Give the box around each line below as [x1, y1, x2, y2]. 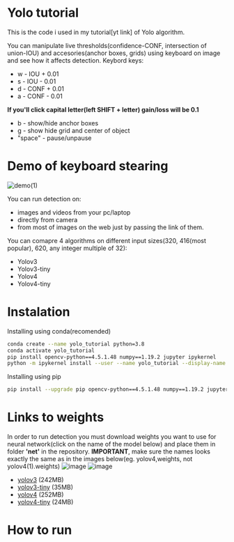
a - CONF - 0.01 [17, 92, 63, 100]
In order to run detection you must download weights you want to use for [7, 433, 217, 441]
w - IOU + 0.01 [17, 70, 59, 78]
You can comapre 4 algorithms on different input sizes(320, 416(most [7, 236, 207, 245]
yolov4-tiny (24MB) [17, 498, 74, 506]
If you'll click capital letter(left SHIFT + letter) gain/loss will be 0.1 [7, 105, 200, 114]
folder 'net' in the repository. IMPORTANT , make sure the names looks [7, 447, 211, 456]
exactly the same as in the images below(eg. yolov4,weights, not [7, 455, 193, 463]
